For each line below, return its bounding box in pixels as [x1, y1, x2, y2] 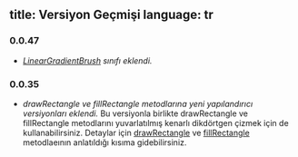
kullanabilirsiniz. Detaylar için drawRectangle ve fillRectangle [22, 127, 250, 138]
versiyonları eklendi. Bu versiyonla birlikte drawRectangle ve [22, 108, 248, 119]
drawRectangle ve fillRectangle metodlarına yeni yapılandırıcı [22, 98, 253, 109]
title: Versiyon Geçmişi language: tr [9, 7, 214, 23]
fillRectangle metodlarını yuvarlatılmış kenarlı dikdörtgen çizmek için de [22, 117, 289, 128]
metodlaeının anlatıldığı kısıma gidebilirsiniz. [22, 136, 187, 148]
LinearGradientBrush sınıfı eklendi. [22, 54, 153, 66]
